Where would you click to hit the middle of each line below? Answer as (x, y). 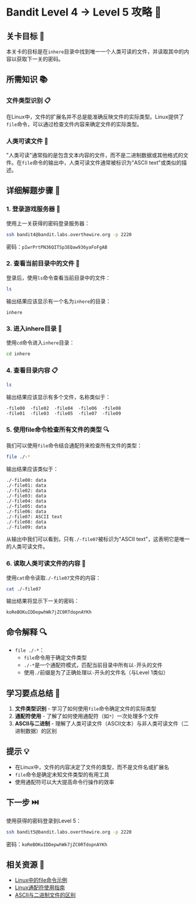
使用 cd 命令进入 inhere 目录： (41, 343)
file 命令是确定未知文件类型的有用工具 (62, 774)
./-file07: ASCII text (34, 517)
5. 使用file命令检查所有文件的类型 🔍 (58, 429)
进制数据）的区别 (36, 731)
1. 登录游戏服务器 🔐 (33, 209)
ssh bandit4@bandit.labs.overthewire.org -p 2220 (69, 234)
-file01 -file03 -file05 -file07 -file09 (63, 414)
